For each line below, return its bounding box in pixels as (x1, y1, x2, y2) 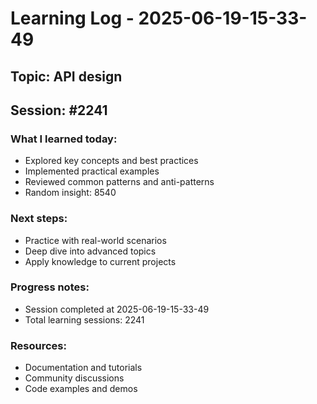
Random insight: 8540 (24, 187, 117, 199)
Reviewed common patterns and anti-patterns (24, 176, 215, 188)
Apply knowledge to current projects (24, 255, 177, 267)
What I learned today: (10, 132, 118, 146)
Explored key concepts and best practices (24, 155, 199, 167)
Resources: (10, 338, 67, 352)
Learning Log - (10, 7, 135, 30)
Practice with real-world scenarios (24, 234, 167, 246)
